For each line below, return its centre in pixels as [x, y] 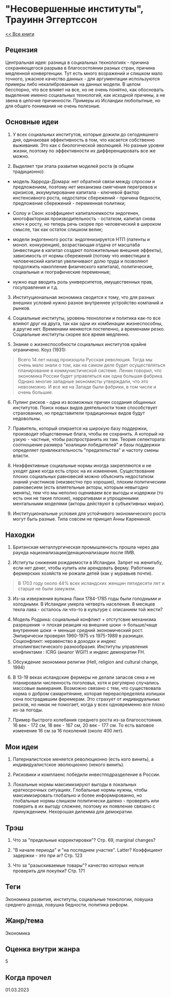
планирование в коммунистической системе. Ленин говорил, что [90, 370]
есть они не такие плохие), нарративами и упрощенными [76, 498]
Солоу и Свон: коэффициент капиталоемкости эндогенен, [76, 213]
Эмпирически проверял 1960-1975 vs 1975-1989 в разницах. [78, 636]
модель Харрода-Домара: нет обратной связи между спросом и [84, 181]
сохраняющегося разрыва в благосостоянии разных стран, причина [80, 68]
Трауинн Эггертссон [51, 20]
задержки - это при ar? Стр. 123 [47, 855]
